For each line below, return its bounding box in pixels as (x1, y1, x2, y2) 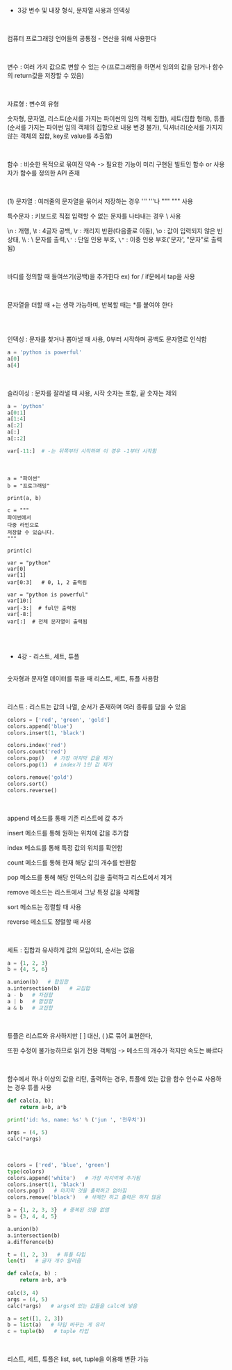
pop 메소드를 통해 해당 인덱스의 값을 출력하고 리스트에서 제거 (7, 873, 172, 881)
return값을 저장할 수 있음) (14, 72, 85, 79)
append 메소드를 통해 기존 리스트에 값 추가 (7, 814, 124, 822)
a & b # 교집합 (7, 1005, 53, 1011)
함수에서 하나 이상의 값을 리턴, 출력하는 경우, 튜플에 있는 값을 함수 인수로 (7, 1074, 204, 1082)
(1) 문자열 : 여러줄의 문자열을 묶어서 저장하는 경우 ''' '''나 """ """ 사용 (7, 197, 193, 205)
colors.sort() (7, 780, 49, 787)
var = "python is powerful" (7, 591, 89, 598)
